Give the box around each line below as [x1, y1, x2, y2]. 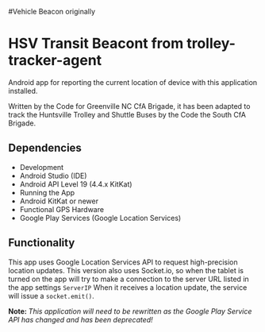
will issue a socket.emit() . [8, 291, 95, 300]
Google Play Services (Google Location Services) [19, 213, 182, 222]
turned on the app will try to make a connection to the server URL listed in [8, 274, 250, 284]
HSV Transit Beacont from [8, 35, 184, 52]
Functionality [8, 236, 75, 249]
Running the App [19, 187, 75, 197]
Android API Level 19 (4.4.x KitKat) [19, 179, 132, 189]
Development [19, 162, 64, 172]
